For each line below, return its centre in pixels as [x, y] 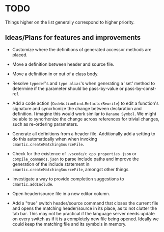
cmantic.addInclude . [33, 184]
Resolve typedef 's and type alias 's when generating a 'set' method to [83, 83]
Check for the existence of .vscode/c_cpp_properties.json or [74, 153]
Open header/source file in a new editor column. [61, 193]
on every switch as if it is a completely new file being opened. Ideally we [85, 219]
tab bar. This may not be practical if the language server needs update [83, 213]
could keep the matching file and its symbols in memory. [69, 224]
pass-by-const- [140, 88]
